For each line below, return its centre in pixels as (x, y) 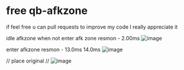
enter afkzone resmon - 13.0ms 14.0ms (53, 49)
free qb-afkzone (47, 11)
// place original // (28, 61)
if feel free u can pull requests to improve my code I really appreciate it (92, 27)
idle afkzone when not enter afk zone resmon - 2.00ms (73, 38)
